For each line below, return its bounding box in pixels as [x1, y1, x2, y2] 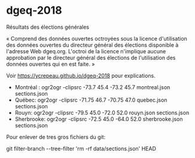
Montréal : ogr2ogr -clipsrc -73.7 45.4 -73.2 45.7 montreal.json [14, 83, 170, 90]
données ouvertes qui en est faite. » [6, 60, 95, 68]
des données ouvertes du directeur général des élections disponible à [6, 41, 179, 48]
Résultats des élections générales [6, 23, 90, 31]
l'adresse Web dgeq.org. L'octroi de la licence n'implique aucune [6, 47, 166, 54]
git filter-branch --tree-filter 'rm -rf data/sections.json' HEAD [6, 145, 157, 152]
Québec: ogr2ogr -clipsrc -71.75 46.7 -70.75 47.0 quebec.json [14, 96, 167, 104]
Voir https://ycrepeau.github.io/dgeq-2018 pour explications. [6, 72, 156, 79]
